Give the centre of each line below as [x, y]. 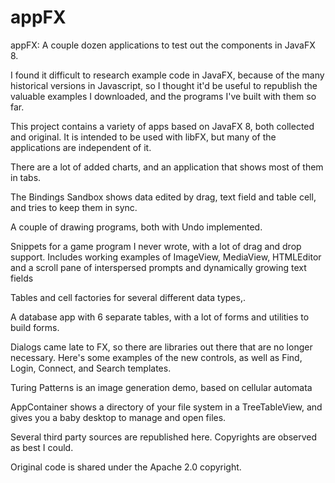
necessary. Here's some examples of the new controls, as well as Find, [156, 357]
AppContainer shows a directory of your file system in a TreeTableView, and [166, 407]
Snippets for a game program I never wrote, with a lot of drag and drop [156, 246]
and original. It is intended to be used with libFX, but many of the [143, 137]
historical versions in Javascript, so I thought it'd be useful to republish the [164, 85]
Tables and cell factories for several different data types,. [128, 297]
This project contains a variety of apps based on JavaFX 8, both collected [162, 126]
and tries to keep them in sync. [74, 207]
